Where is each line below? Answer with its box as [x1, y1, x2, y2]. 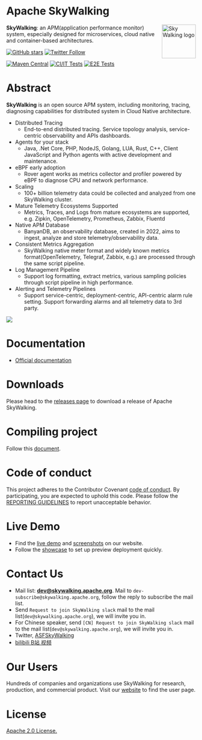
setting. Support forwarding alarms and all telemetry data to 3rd [23, 298, 182, 305]
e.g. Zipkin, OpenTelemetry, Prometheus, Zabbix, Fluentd [23, 215, 165, 222]
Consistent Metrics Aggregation [14, 240, 94, 248]
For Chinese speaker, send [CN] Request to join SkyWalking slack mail [14, 619, 194, 626]
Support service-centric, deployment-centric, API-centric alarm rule [23, 292, 193, 299]
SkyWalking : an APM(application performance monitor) [6, 24, 144, 31]
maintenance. [23, 157, 58, 165]
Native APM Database [14, 221, 70, 228]
